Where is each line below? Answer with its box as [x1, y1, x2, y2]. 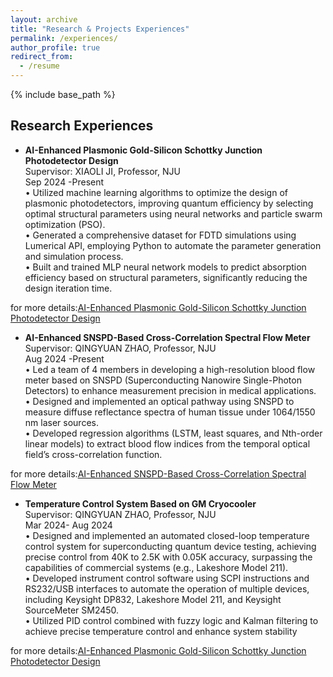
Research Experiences [10, 117, 154, 135]
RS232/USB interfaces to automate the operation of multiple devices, [24, 582, 310, 595]
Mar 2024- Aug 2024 [24, 519, 113, 531]
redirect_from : [10, 52, 74, 62]
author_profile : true [10, 42, 101, 53]
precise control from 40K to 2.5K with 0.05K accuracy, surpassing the [24, 551, 313, 563]
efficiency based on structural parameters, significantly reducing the [24, 271, 308, 283]
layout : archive [10, 14, 78, 25]
